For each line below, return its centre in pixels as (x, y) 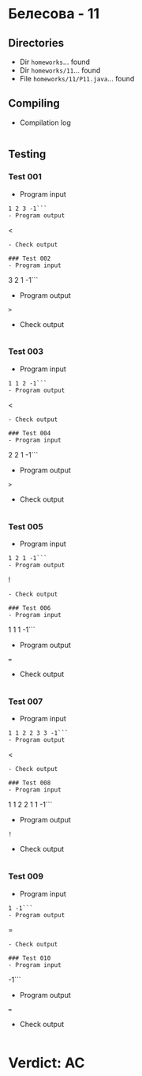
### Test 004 (30, 433)
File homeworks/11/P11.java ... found (77, 79)
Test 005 (26, 526)
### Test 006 (30, 608)
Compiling (34, 103)
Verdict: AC (47, 1063)
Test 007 (26, 702)
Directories (36, 43)
